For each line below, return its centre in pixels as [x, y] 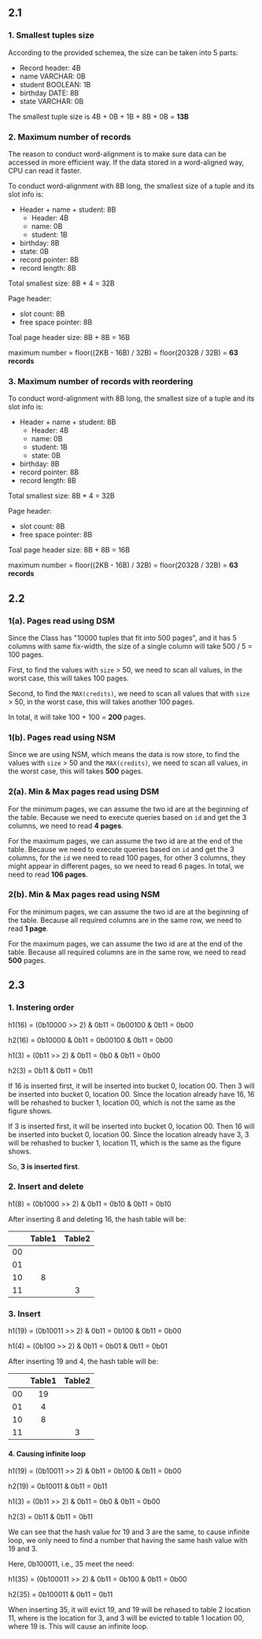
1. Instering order [41, 1008]
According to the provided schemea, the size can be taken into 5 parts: [123, 52]
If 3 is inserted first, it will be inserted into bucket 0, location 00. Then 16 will [131, 1126]
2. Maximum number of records [70, 137]
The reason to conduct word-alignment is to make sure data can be [117, 153]
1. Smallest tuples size [51, 35]
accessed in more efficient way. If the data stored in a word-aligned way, [126, 162]
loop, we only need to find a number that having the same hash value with [128, 1541]
